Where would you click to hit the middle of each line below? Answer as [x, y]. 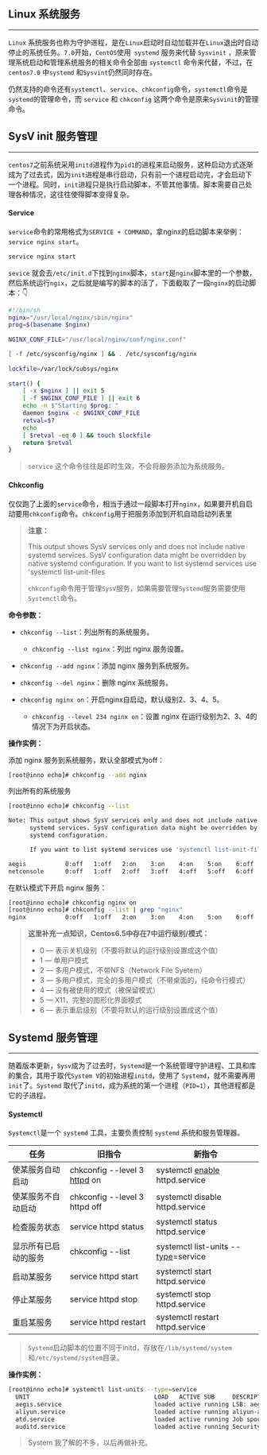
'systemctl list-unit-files [66, 571]
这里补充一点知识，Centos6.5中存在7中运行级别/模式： [118, 934]
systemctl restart [188, 1318]
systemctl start [184, 1271]
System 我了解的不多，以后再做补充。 [90, 1443]
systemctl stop [184, 1294]
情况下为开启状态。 [63, 726]
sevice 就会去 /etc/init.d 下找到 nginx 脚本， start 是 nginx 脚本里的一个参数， [132, 273]
